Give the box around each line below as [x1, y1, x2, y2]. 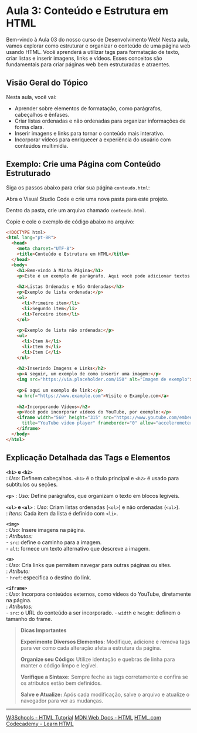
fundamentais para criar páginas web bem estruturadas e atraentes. [6, 60, 171, 68]
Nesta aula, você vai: [6, 93, 57, 100]
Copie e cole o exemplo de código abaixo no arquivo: [6, 218, 135, 225]
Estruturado [6, 168, 51, 178]
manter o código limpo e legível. [20, 661, 98, 669]
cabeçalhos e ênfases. [14, 111, 70, 118]
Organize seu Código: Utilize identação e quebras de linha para [20, 656, 175, 663]
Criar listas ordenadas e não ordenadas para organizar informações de [14, 117, 186, 124]
